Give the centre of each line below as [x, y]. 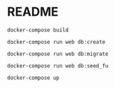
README [33, 12]
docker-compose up [33, 78]
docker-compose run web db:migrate [58, 54]
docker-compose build [38, 30]
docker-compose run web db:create [56, 42]
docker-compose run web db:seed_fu [58, 65]
